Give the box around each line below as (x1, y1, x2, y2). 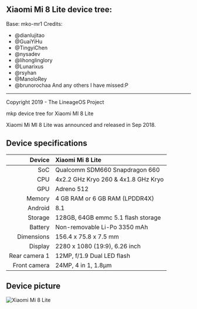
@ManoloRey (14, 75, 47, 82)
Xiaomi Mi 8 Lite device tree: (6, 5, 113, 15)
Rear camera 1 (9, 251, 50, 260)
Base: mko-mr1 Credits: (6, 20, 63, 27)
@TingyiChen (14, 44, 48, 51)
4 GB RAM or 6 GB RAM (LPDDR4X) (55, 194, 154, 202)
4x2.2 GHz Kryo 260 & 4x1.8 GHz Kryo (55, 175, 164, 183)
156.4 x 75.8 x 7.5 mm (55, 232, 119, 240)
